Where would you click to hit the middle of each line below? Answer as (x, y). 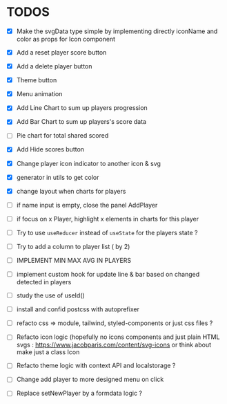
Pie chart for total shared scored (62, 136)
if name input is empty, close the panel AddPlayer (87, 205)
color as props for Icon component (66, 39)
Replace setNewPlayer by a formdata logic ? (79, 393)
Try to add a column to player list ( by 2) (73, 246)
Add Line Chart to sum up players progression (82, 108)
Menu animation (39, 94)
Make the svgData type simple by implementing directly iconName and (117, 31)
